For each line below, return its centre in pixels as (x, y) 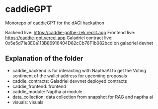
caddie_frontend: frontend (39, 86)
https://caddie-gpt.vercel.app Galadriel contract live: (59, 38)
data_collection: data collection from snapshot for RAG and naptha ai (82, 97)
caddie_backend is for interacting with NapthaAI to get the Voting (79, 70)
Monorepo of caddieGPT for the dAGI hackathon (55, 23)
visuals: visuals (28, 102)
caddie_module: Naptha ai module (47, 91)
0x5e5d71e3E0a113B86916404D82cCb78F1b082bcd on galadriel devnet (79, 43)
